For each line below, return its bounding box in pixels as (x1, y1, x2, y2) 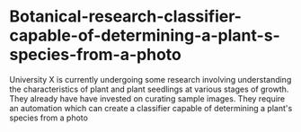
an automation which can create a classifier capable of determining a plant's (9, 102, 293, 113)
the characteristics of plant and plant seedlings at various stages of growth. (9, 84, 289, 94)
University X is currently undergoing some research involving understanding (9, 74, 292, 84)
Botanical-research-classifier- (9, 6, 243, 27)
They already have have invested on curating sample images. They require (9, 92, 286, 104)
